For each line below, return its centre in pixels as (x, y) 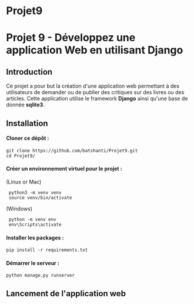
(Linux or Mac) (24, 182)
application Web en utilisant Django (95, 50)
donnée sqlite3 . (26, 105)
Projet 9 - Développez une (71, 38)
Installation (27, 123)
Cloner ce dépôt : (28, 138)
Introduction (29, 72)
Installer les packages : (35, 238)
